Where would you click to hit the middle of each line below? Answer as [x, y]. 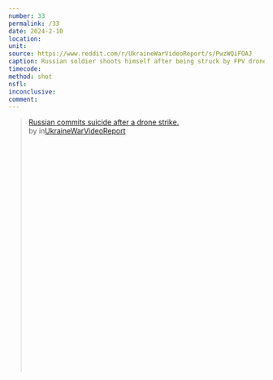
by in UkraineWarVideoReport [77, 131]
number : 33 [27, 16]
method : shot [30, 76]
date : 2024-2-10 [36, 31]
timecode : [25, 69]
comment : [23, 99]
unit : [17, 46]
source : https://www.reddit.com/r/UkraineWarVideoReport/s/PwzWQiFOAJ [130, 54]
